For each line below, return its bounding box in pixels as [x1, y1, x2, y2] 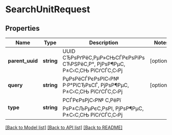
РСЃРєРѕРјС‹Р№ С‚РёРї [62, 97, 121, 103]
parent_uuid [8, 57, 38, 64]
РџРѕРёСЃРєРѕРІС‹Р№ [62, 75, 119, 82]
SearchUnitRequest [5, 4, 91, 15]
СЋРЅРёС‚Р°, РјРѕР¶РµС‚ [62, 60, 125, 67]
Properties [5, 24, 40, 33]
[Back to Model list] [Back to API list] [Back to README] [5, 124, 123, 130]
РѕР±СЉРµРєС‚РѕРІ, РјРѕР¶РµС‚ [62, 105, 144, 112]
